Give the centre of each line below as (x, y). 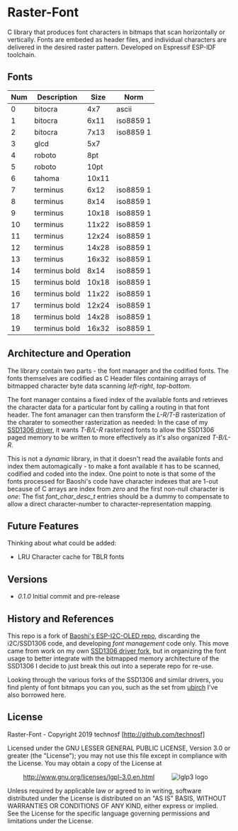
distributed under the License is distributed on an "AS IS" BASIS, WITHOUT (117, 798)
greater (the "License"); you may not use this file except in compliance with (117, 755)
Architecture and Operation (69, 353)
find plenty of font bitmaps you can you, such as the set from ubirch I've (113, 687)
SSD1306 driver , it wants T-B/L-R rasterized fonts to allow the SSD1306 (111, 430)
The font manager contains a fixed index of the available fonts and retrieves (118, 399)
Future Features (43, 526)
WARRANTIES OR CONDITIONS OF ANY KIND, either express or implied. (113, 805)
